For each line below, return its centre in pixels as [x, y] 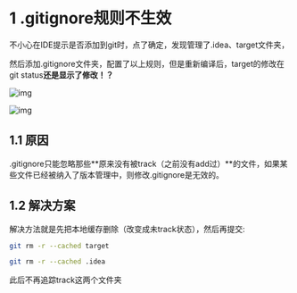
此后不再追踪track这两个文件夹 [66, 280]
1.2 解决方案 [42, 206]
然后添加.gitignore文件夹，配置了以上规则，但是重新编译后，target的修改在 [147, 63]
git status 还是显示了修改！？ [62, 75]
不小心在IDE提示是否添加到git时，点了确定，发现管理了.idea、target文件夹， [149, 45]
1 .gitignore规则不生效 [91, 18]
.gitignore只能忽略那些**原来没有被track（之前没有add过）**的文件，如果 [144, 163]
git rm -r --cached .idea [57, 262]
